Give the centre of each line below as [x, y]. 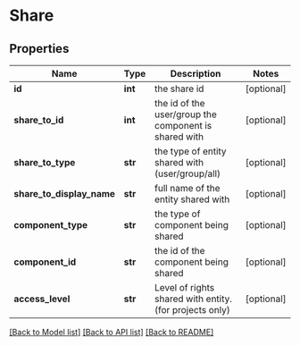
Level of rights [185, 287]
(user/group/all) [188, 173]
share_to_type [45, 162]
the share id [179, 89]
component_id [45, 262]
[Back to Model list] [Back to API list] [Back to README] [112, 332]
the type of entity [191, 151]
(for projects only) [192, 310]
